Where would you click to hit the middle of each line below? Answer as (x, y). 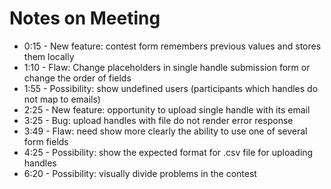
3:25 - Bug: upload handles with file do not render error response (158, 120)
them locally (49, 56)
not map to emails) (62, 99)
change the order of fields (77, 78)
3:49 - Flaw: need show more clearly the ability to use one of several (165, 131)
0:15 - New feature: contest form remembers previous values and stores (172, 46)
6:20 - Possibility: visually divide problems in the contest (140, 173)
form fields (46, 141)
